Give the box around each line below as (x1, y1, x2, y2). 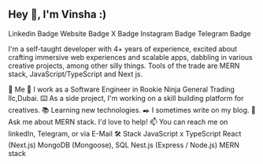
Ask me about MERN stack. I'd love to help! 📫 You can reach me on (8, 117, 228, 126)
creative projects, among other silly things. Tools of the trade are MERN (8, 61, 240, 70)
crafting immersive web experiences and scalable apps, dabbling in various (8, 52, 254, 61)
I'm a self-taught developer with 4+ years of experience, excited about (8, 44, 238, 54)
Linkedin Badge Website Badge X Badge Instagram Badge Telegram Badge (8, 28, 251, 38)
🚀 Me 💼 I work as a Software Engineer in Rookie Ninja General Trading (8, 84, 235, 94)
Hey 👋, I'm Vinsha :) (8, 8, 107, 21)
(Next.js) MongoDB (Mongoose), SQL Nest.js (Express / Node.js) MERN (8, 140, 240, 150)
